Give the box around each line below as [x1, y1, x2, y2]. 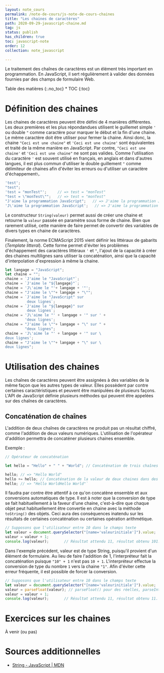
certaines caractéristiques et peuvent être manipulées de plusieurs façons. [5, 388, 156, 393]
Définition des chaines [5, 103, 99, 114]
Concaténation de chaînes [5, 412, 87, 420]
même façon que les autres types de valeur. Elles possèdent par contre [5, 382, 148, 389]
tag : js [5, 25, 21, 30]
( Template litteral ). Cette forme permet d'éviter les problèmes [5, 242, 129, 248]
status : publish [5, 30, 38, 35]
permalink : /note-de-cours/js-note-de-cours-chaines [5, 12, 115, 17]
